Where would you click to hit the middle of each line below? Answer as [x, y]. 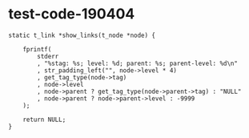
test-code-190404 [72, 14]
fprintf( [37, 49]
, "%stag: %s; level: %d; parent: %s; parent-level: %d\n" [138, 63]
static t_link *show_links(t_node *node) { [82, 35]
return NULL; [44, 120]
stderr [48, 56]
